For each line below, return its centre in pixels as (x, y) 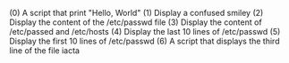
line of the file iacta (45, 51)
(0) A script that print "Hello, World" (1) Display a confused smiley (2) (136, 13)
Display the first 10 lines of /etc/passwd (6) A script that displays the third (144, 41)
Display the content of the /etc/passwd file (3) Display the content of (136, 22)
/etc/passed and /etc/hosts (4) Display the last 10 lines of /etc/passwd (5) (145, 31)
